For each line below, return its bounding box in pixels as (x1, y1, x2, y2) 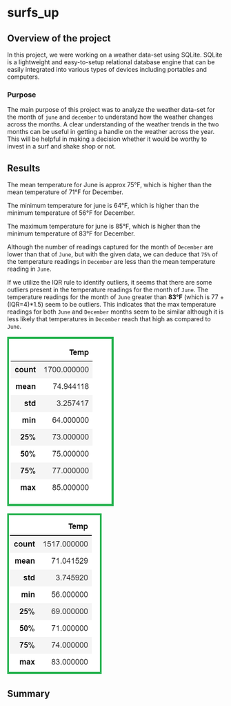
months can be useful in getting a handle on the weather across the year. (7, 128, 215, 136)
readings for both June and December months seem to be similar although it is (7, 307, 224, 316)
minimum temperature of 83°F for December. (7, 229, 136, 238)
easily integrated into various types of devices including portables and (7, 66, 207, 73)
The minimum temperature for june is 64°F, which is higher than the (7, 202, 199, 210)
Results (7, 162, 41, 174)
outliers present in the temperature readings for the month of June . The (7, 285, 209, 294)
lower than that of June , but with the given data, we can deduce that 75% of (7, 250, 219, 258)
